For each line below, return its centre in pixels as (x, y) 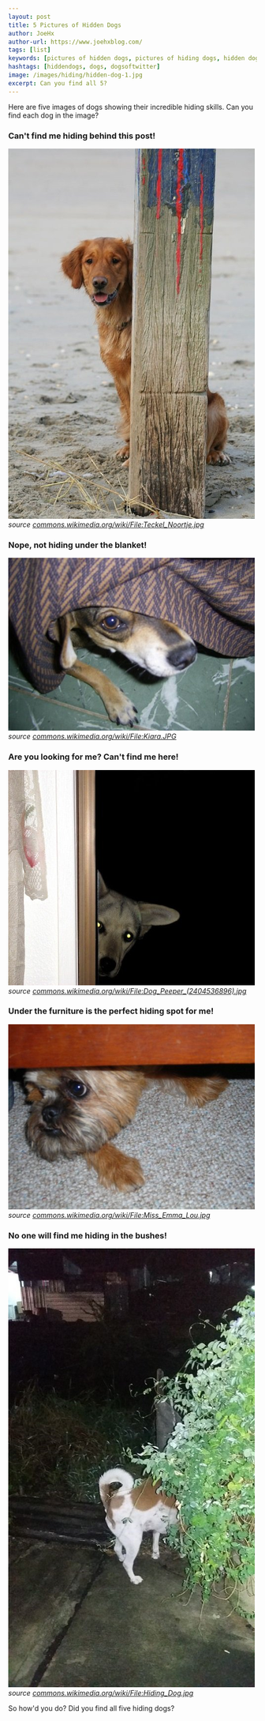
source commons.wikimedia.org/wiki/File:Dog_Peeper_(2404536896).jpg (127, 990)
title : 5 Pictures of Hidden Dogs (65, 25)
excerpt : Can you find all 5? (58, 83)
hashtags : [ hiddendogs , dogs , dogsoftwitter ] (84, 67)
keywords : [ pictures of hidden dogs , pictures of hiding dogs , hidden (127, 58)
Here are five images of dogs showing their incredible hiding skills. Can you (131, 107)
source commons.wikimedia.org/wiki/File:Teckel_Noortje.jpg (106, 524)
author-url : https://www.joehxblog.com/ (76, 42)
